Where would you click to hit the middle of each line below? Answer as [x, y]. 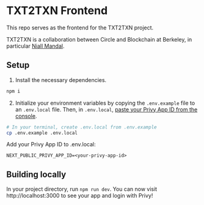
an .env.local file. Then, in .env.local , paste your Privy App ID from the [106, 109]
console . [26, 116]
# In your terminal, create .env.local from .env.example [82, 127]
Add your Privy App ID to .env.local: [51, 144]
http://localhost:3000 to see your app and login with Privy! [80, 196]
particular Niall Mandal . [35, 46]
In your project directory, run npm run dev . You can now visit [82, 189]
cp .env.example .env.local [42, 133]
